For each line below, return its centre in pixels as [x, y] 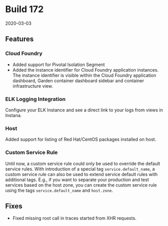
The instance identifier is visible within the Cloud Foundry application [84, 75]
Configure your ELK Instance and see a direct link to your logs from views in [84, 110]
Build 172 [24, 9]
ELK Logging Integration [35, 99]
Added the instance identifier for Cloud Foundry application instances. [86, 70]
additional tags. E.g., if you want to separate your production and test [77, 180]
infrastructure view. [33, 86]
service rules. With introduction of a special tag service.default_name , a [80, 169]
